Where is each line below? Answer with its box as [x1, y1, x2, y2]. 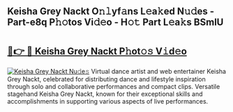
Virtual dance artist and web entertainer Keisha [91, 67, 227, 75]
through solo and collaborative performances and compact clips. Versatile [7, 83, 220, 90]
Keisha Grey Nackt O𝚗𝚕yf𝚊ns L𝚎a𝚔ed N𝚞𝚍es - [7, 6, 215, 17]
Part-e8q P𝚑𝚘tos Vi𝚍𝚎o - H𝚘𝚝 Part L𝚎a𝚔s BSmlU [7, 17, 224, 29]
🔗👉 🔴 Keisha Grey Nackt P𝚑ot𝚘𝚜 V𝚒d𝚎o [7, 45, 187, 57]
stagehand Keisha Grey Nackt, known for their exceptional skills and [7, 90, 204, 98]
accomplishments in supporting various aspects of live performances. [7, 97, 209, 105]
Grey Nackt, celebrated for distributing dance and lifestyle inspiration [7, 75, 206, 83]
